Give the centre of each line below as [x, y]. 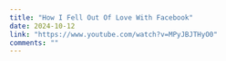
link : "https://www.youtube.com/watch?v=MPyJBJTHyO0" [114, 34]
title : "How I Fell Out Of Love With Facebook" [102, 17]
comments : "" [34, 43]
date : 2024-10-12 [42, 26]
